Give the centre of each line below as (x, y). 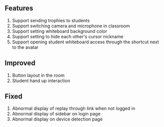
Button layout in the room (38, 75)
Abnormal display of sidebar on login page (56, 114)
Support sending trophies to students (51, 20)
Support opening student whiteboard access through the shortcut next (86, 42)
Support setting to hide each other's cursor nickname (68, 36)
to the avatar (25, 47)
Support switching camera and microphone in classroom (71, 26)
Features (19, 8)
